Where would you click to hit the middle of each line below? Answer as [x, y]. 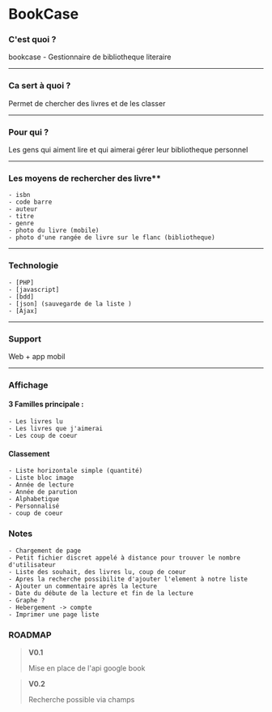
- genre [21, 224]
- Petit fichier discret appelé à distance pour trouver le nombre [125, 558]
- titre [21, 217]
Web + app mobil [37, 356]
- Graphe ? [27, 600]
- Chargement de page [45, 551]
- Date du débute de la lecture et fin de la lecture [101, 593]
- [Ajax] [23, 311]
